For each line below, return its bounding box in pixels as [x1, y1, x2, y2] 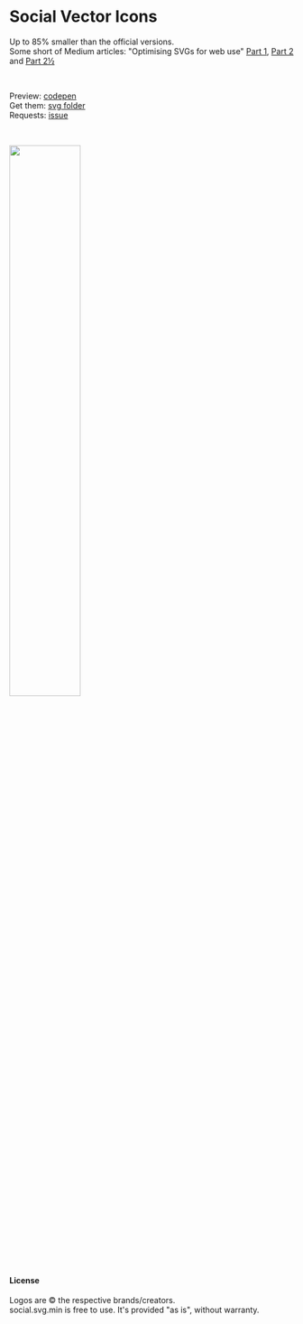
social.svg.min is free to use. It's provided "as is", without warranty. [9, 1304, 260, 1316]
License [9, 1274, 41, 1285]
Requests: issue [9, 109, 69, 120]
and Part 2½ [9, 55, 55, 66]
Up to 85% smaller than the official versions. [9, 36, 174, 47]
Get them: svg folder [9, 99, 86, 110]
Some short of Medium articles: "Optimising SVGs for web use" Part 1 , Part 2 [9, 45, 294, 56]
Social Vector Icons [9, 6, 158, 27]
